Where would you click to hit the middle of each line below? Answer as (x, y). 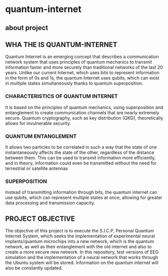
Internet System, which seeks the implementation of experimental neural (80, 236)
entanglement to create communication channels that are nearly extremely (82, 112)
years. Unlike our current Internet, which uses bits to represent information (82, 73)
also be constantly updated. (34, 268)
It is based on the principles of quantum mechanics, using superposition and (84, 107)
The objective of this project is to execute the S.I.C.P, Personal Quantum (79, 231)
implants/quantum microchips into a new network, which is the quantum (80, 241)
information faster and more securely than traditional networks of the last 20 (84, 67)
